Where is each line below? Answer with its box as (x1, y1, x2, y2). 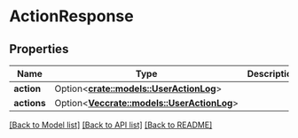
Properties (9, 42, 69, 57)
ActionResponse (9, 6, 135, 27)
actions (13, 97, 46, 109)
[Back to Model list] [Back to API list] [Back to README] (9, 119, 213, 130)
